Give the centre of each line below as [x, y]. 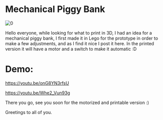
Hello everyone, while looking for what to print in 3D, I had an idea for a [78, 33]
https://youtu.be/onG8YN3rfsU [37, 83]
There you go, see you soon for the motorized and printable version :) [77, 102]
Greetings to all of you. [29, 112]
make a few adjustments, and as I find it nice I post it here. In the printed [80, 43]
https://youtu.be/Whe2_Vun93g [38, 93]
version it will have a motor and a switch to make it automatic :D [71, 49]
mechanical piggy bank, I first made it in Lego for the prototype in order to [82, 38]
